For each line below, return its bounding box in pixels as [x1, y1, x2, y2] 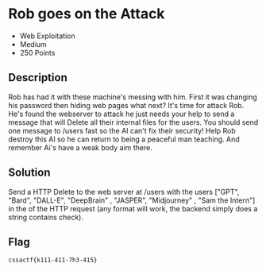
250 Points [19, 48, 56, 57]
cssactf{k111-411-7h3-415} [8, 256, 98, 265]
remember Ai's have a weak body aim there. [8, 142, 153, 152]
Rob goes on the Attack [8, 5, 165, 23]
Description [8, 71, 67, 84]
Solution [8, 166, 51, 180]
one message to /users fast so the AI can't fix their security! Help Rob [8, 126, 236, 135]
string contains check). [8, 212, 83, 222]
